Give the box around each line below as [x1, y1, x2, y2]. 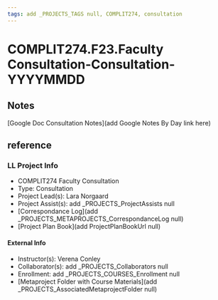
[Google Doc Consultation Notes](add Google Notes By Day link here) [7, 118, 212, 127]
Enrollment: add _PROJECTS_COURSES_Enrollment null [17, 269, 180, 278]
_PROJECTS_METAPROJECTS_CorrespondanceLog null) [17, 214, 184, 223]
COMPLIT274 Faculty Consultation [17, 177, 119, 185]
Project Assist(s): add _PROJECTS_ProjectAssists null [17, 200, 175, 208]
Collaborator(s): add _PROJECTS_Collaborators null [17, 262, 168, 271]
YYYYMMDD [7, 71, 85, 88]
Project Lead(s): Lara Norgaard [17, 192, 109, 200]
